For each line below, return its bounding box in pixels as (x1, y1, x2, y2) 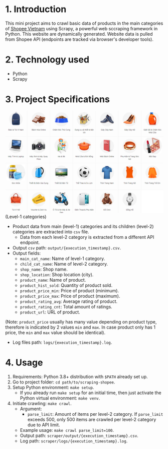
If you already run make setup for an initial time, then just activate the (20, 390, 161, 396)
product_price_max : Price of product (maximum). (20, 293, 120, 299)
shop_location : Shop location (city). (20, 271, 94, 278)
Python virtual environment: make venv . (20, 395, 100, 401)
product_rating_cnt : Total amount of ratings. (20, 303, 113, 309)
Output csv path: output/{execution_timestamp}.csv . (12, 244, 121, 250)
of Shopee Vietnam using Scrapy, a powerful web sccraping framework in (5, 25, 158, 31)
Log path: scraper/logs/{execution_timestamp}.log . (20, 437, 128, 444)
